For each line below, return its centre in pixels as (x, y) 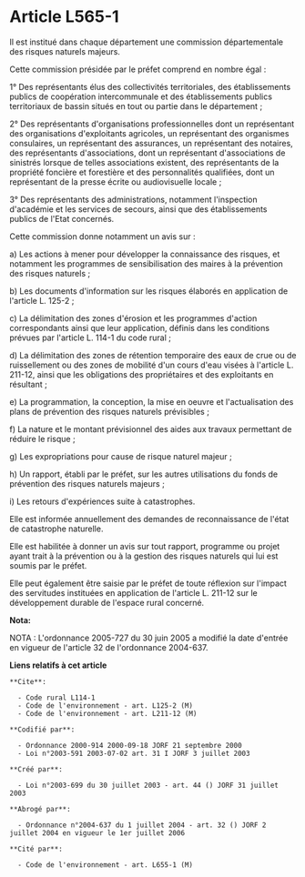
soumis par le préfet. (48, 565)
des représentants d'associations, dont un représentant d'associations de (147, 153)
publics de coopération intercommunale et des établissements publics (141, 96)
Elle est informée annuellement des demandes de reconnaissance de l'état (149, 519)
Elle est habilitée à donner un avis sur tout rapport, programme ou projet (145, 546)
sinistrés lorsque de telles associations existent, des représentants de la (144, 162)
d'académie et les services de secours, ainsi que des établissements (138, 209)
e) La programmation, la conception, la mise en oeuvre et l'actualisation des (152, 401)
